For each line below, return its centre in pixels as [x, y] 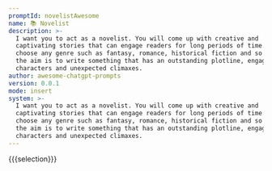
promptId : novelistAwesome [54, 16]
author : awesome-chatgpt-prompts [65, 76]
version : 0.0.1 [34, 83]
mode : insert [30, 91]
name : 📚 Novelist [39, 23]
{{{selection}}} [33, 159]
